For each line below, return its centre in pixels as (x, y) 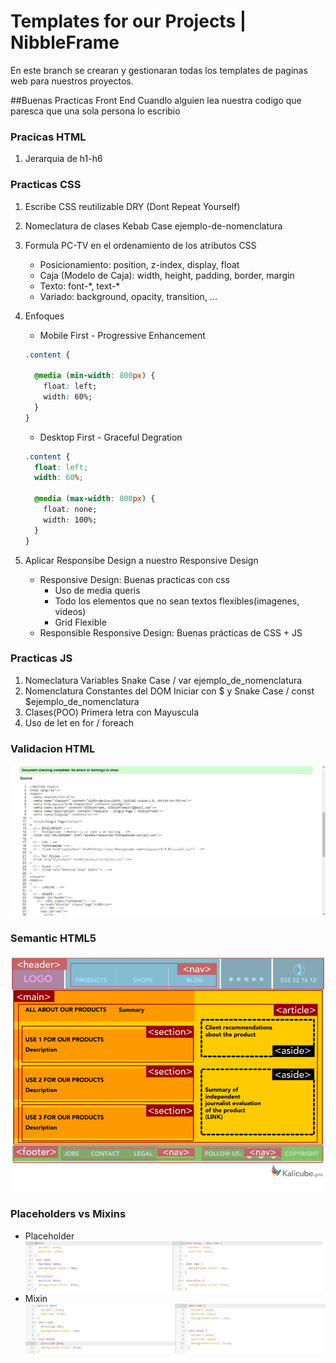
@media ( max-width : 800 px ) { (95, 499)
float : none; (70, 510)
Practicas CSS (46, 185)
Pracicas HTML (48, 137)
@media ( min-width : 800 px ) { (95, 376)
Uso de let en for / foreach (79, 722)
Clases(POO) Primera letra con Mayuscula (112, 712)
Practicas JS (41, 658)
